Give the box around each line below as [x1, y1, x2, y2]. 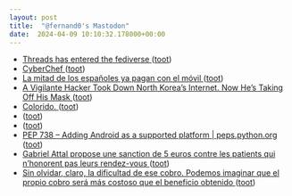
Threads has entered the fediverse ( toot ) [21, 54, 172, 65]
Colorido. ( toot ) [21, 102, 79, 112]
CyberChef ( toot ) [21, 63, 86, 74]
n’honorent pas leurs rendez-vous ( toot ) [21, 158, 170, 169]
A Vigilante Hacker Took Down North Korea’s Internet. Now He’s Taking [21, 82, 284, 94]
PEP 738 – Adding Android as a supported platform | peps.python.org [21, 130, 278, 141]
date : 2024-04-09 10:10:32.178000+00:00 [9, 29, 166, 38]
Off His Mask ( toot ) [21, 92, 93, 102]
